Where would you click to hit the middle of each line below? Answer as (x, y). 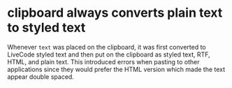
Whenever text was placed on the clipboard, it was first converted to (107, 47)
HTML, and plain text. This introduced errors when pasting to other (104, 61)
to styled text (46, 28)
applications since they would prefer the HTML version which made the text (116, 69)
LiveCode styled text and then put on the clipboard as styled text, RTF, (109, 54)
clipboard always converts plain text (115, 13)
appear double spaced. (41, 76)
